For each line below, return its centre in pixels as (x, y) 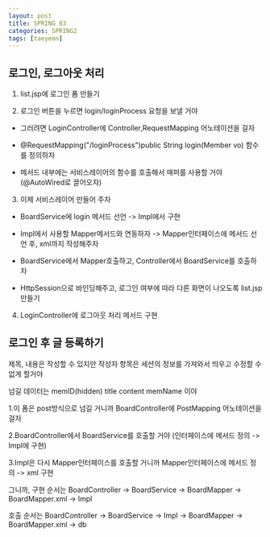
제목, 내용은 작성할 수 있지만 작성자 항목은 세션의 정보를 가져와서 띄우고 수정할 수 (135, 364)
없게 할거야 (26, 374)
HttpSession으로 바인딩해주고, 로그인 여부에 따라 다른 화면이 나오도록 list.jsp (141, 288)
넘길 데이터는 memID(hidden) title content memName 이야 (103, 390)
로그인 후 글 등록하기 (56, 343)
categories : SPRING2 (43, 31)
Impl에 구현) (27, 445)
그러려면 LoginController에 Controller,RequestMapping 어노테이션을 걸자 (137, 128)
